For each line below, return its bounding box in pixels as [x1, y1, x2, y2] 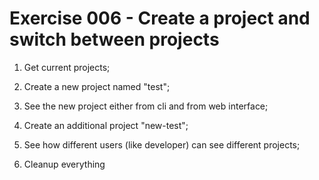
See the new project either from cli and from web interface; [23, 100, 269, 112]
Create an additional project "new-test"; [23, 119, 189, 131]
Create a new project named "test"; [23, 80, 171, 92]
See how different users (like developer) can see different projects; [23, 138, 301, 151]
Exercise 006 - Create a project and [9, 7, 311, 30]
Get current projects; [23, 61, 111, 73]
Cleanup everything [23, 158, 106, 170]
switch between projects [9, 28, 220, 51]
